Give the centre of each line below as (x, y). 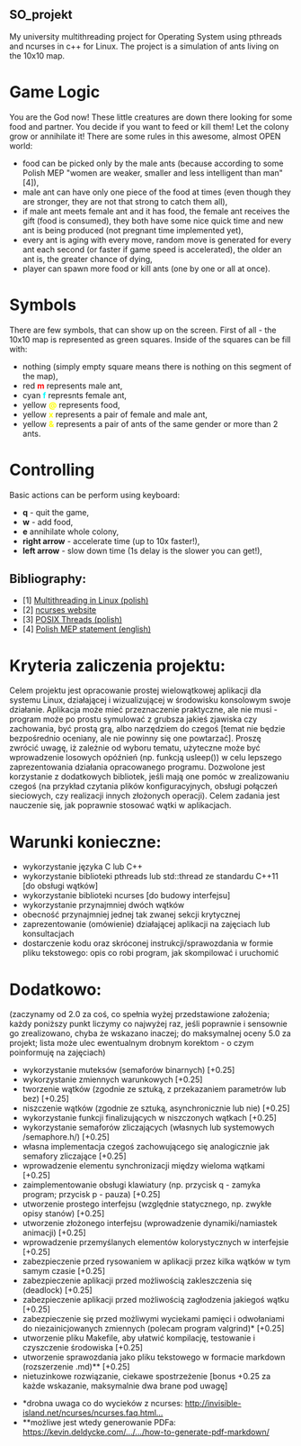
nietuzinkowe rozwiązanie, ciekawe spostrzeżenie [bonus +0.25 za (146, 1377)
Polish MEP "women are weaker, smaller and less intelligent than (142, 173)
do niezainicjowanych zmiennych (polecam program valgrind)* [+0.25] (153, 1329)
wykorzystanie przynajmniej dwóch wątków (103, 905)
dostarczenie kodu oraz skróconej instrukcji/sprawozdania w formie (148, 943)
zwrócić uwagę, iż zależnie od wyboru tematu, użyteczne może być (135, 748)
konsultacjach (48, 934)
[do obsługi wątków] (60, 886)
